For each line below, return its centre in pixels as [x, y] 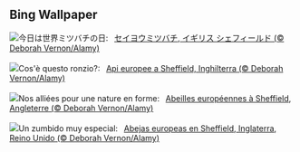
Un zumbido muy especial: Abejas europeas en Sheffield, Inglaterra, [148, 128]
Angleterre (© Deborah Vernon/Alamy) [82, 108]
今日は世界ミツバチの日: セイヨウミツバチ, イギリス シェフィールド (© [151, 38]
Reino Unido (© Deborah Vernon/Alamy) [85, 138]
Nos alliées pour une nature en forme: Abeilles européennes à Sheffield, [155, 98]
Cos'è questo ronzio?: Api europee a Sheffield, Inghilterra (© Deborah [151, 68]
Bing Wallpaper [53, 15]
